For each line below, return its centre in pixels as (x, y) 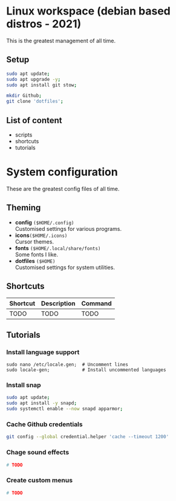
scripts (24, 135)
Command (96, 303)
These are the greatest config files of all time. (63, 189)
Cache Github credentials (44, 424)
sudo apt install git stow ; (42, 85)
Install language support (43, 352)
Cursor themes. (34, 241)
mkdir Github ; (24, 96)
